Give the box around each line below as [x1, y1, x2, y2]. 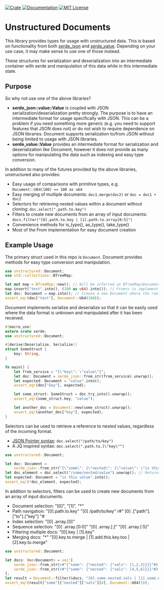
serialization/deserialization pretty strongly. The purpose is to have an [12, 110, 153, 116]
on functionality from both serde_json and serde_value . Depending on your [5, 43, 156, 49]
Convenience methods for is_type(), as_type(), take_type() [12, 222, 129, 227]
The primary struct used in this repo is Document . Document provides [5, 254, 143, 260]
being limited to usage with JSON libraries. [12, 136, 98, 142]
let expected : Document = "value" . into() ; [14, 378, 102, 384]
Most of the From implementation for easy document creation [12, 227, 136, 232]
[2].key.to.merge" [12, 539, 48, 545]
